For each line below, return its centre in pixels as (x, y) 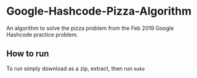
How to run (28, 54)
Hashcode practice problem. (42, 34)
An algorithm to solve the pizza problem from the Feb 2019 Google (90, 28)
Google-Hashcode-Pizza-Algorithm (99, 11)
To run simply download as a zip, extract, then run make (76, 68)
